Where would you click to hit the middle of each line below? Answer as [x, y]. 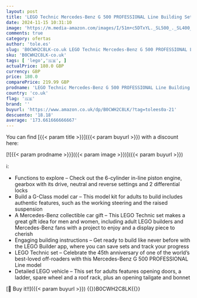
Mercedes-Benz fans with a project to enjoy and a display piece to [95, 228]
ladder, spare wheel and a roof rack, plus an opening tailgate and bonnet [102, 278]
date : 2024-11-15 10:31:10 [39, 22]
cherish [24, 234]
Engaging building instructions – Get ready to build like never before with [102, 240]
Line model [28, 265]
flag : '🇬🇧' [21, 98]
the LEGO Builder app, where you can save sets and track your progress [102, 246]
